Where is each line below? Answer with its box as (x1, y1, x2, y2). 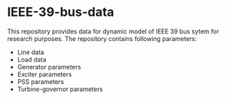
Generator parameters (17, 62, 81, 71)
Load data (17, 55, 47, 63)
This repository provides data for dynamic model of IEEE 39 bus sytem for (7, 27, 219, 35)
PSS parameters (17, 77, 65, 85)
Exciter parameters (17, 70, 72, 78)
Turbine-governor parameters (17, 85, 103, 93)
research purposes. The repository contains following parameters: (7, 34, 197, 42)
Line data (17, 48, 45, 56)
